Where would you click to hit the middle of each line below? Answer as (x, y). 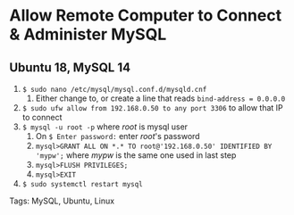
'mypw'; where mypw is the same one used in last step (136, 155)
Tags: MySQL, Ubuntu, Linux (62, 201)
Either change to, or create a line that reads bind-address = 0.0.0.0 (160, 98)
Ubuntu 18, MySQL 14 (70, 67)
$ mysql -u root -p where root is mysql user (105, 127)
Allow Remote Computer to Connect (146, 16)
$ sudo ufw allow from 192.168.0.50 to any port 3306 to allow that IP (152, 107)
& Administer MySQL (88, 34)
